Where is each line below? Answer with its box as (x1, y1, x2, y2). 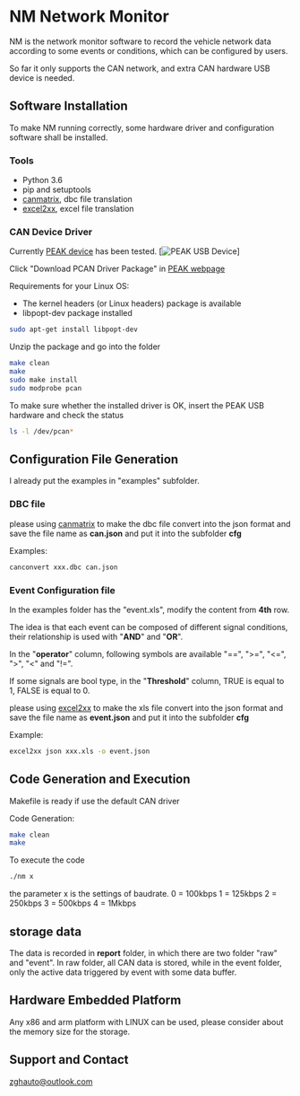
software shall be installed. (9, 132, 108, 143)
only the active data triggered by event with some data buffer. (9, 967, 237, 978)
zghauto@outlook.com (9, 1075, 93, 1087)
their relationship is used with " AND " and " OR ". (9, 631, 184, 642)
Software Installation (9, 99, 128, 114)
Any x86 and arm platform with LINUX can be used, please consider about (9, 1016, 284, 1027)
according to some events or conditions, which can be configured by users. (9, 45, 288, 56)
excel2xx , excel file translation (21, 204, 134, 215)
